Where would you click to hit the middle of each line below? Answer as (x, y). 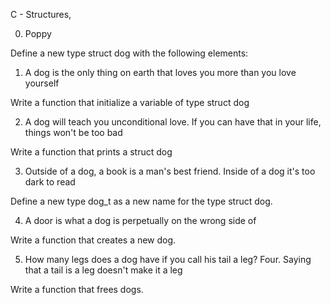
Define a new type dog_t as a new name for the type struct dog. (141, 201)
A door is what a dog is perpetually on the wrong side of (140, 220)
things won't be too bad (73, 132)
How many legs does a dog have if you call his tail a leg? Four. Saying (168, 259)
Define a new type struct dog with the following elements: (129, 53)
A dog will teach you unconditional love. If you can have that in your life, (173, 122)
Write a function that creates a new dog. (93, 240)
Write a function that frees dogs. (77, 289)
